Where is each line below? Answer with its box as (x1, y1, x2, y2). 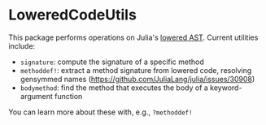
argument (20, 91, 53, 101)
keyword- (210, 83, 242, 93)
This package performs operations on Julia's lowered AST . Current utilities (8, 32, 259, 42)
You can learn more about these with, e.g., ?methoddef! (8, 107, 193, 117)
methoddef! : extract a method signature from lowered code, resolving (20, 65, 252, 75)
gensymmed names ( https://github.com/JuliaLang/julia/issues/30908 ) (20, 74, 255, 84)
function (54, 91, 83, 101)
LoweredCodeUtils (8, 6, 137, 24)
